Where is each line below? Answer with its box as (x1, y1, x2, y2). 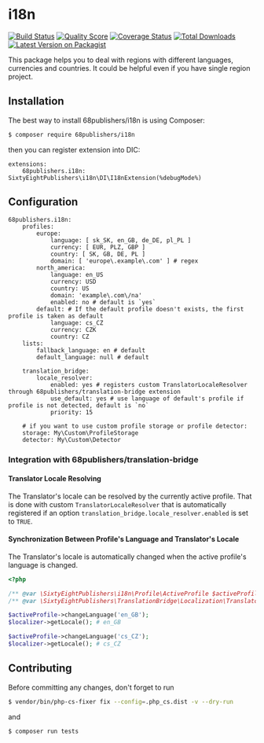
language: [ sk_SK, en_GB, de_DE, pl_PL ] (49, 237, 192, 245)
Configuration (8, 195, 79, 209)
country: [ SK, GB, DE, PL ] (49, 250, 146, 259)
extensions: (8, 160, 47, 168)
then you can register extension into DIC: (8, 145, 141, 154)
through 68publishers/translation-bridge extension (8, 388, 181, 396)
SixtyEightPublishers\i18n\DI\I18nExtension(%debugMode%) (8, 174, 202, 182)
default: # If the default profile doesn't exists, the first (36, 305, 244, 314)
